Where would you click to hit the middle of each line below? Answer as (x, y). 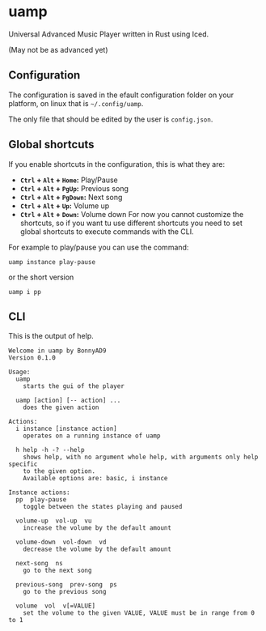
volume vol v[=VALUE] (55, 606)
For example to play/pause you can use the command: (99, 247)
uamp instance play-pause (52, 262)
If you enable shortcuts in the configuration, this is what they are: (116, 164)
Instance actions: (39, 492)
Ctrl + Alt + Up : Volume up (65, 206)
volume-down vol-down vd (61, 542)
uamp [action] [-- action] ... (68, 401)
